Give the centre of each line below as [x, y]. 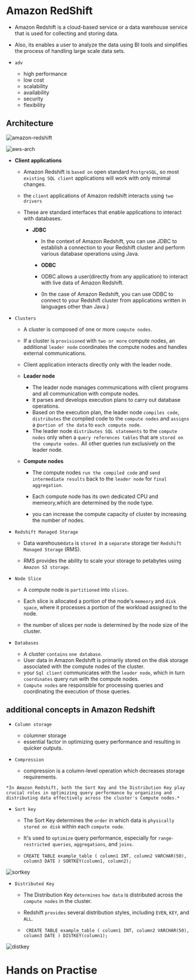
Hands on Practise [52, 970]
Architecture [30, 124]
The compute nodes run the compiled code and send [96, 472]
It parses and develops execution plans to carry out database [106, 400]
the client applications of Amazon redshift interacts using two [98, 196]
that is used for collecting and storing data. [67, 33]
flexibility [34, 105]
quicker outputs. [43, 748]
